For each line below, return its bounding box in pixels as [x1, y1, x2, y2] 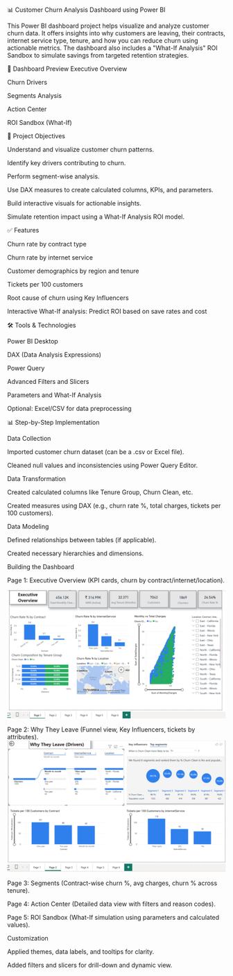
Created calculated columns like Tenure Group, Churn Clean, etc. [7, 488, 193, 496]
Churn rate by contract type [7, 240, 87, 248]
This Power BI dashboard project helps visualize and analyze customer [7, 22, 209, 30]
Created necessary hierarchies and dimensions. [7, 549, 144, 557]
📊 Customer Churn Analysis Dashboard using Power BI [7, 6, 166, 14]
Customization [7, 934, 49, 943]
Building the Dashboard [7, 563, 75, 571]
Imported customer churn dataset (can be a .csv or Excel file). [7, 448, 184, 456]
